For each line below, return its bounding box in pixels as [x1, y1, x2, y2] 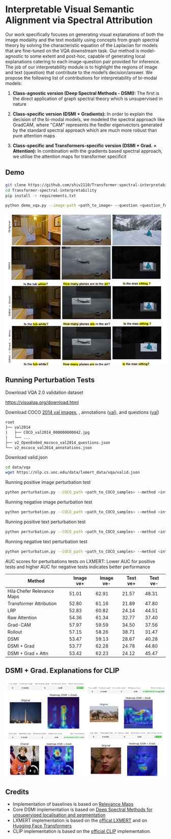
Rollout [7, 628, 22, 635]
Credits [5, 787, 30, 796]
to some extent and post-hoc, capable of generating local [24, 53, 146, 59]
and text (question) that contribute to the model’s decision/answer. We [5, 69, 153, 75]
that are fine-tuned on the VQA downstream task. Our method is [5, 48, 139, 54]
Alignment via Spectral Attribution [5, 14, 153, 26]
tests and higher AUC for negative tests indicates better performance [5, 564, 151, 570]
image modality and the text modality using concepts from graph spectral [5, 37, 159, 43]
